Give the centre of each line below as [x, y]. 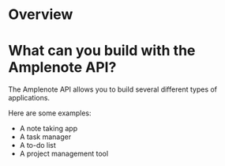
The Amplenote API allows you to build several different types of [113, 89]
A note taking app [48, 129]
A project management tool [64, 154]
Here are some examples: [50, 113]
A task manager [45, 137]
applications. [29, 98]
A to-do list [38, 145]
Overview [41, 15]
